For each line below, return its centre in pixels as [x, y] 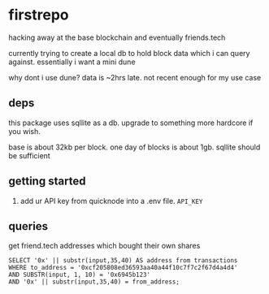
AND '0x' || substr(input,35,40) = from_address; [94, 282]
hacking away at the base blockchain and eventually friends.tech [117, 37]
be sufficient [29, 155]
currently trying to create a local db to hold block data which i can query [129, 53]
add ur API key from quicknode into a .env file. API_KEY [111, 201]
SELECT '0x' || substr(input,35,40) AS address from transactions [123, 261]
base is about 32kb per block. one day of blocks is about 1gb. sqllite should [134, 147]
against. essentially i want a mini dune [72, 62]
